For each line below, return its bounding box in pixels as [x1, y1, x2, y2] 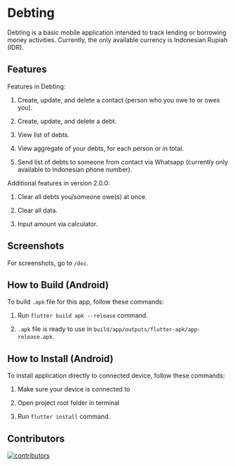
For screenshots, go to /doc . [7, 259, 89, 267]
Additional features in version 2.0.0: [7, 179, 110, 187]
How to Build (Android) [7, 279, 109, 291]
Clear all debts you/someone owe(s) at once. [17, 192, 147, 201]
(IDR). [7, 43, 25, 51]
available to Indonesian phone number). [17, 165, 133, 174]
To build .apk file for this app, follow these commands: [7, 297, 165, 306]
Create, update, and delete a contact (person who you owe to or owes [17, 96, 220, 104]
